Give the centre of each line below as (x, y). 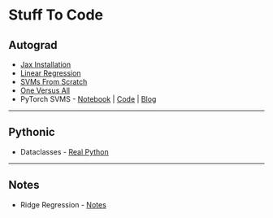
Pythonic (32, 132)
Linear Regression (50, 73)
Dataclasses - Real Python (65, 151)
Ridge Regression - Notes (63, 204)
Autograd (33, 45)
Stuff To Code (56, 15)
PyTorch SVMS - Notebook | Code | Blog (88, 99)
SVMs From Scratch (54, 82)
